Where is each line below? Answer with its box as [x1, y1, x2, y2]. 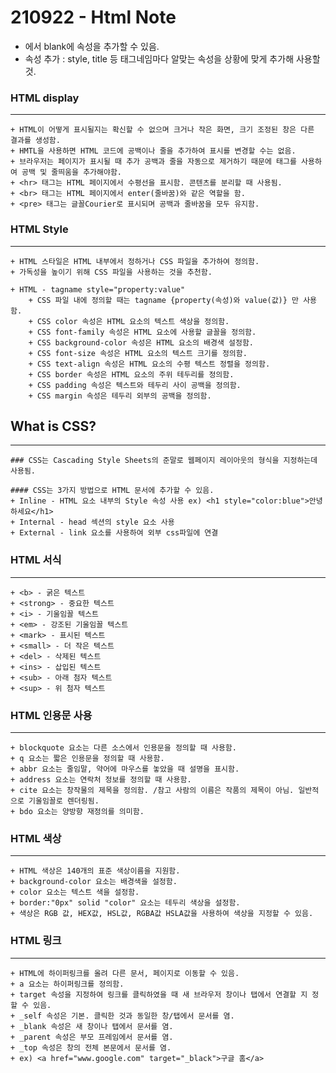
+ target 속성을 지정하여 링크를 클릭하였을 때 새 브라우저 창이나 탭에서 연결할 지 [10, 989, 308, 1000]
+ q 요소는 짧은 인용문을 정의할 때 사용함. [10, 753, 165, 763]
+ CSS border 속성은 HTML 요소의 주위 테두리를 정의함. [28, 369, 235, 380]
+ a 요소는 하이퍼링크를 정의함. [10, 979, 125, 989]
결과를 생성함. [10, 136, 61, 146]
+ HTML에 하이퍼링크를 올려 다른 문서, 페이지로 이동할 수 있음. [10, 968, 240, 978]
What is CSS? [10, 417, 97, 435]
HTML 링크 [10, 934, 62, 948]
